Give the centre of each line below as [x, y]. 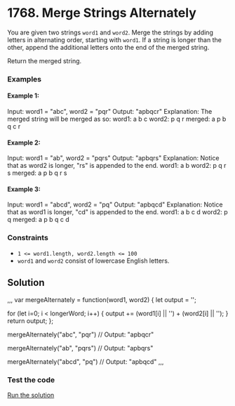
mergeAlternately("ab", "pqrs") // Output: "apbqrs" [80, 348]
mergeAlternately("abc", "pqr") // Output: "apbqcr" [81, 334]
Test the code [31, 379]
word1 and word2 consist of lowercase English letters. [93, 261]
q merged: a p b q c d [39, 220]
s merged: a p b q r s [38, 173]
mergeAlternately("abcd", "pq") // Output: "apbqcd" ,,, [86, 361]
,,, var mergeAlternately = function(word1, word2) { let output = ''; [102, 299]
